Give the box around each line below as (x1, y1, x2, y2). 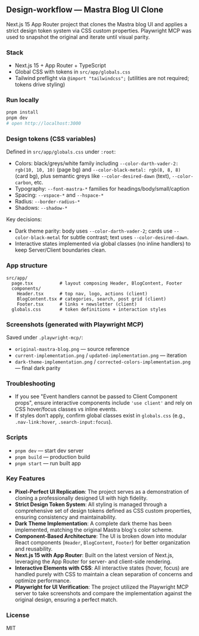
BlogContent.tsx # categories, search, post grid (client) (17, 296, 167, 302)
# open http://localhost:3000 (6, 121, 82, 127)
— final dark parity (14, 364, 61, 371)
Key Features (6, 475, 46, 483)
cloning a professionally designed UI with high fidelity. (14, 494, 148, 502)
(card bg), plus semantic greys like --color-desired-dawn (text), (14, 173, 171, 180)
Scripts (6, 433, 28, 442)
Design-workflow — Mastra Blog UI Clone (6, 5, 164, 15)
